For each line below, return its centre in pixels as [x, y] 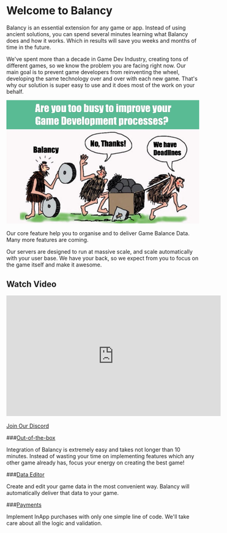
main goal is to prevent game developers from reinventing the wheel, [93, 72]
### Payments [24, 505]
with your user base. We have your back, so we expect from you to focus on [102, 259]
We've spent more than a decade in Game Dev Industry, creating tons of [97, 59]
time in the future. [29, 47]
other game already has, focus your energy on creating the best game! [95, 463]
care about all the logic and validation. [54, 523]
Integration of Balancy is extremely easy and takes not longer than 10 [93, 450]
